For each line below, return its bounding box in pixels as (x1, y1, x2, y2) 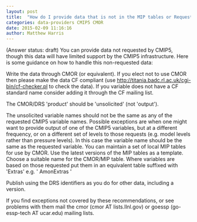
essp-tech (6, 210, 31, 217)
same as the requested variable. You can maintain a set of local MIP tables (6, 143, 186, 150)
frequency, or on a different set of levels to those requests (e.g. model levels (6, 130, 191, 138)
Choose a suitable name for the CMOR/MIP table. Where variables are (6, 156, 175, 163)
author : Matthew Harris (6, 31, 64, 36)
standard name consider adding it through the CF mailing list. (6, 89, 154, 96)
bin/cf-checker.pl (6, 83, 48, 90)
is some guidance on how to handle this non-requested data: (6, 59, 154, 66)
